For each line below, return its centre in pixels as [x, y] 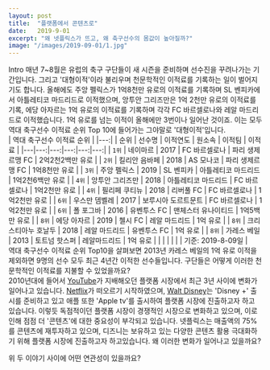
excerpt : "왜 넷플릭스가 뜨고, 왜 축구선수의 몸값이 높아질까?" [101, 38]
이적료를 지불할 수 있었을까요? [83, 271]
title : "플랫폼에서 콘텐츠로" [53, 23]
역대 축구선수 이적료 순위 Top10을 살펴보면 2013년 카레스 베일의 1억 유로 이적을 [133, 251]
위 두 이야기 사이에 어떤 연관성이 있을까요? [75, 358]
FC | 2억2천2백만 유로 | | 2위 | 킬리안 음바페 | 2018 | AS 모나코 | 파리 [131, 160]
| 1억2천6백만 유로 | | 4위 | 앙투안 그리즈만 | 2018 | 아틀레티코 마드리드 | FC [126, 180]
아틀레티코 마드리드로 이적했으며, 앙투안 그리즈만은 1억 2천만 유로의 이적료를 [136, 100]
